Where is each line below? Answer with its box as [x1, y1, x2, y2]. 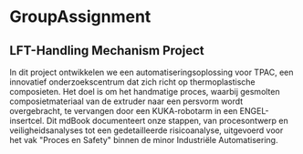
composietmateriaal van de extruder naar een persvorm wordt [9, 96, 244, 107]
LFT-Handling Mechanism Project [9, 43, 204, 58]
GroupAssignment [9, 6, 151, 27]
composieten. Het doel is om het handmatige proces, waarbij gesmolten [9, 87, 280, 97]
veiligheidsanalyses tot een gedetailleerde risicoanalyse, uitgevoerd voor [9, 125, 284, 136]
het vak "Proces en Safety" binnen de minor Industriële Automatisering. [9, 135, 278, 145]
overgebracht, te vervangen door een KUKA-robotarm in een [9, 106, 238, 116]
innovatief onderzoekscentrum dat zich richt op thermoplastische [9, 77, 256, 87]
